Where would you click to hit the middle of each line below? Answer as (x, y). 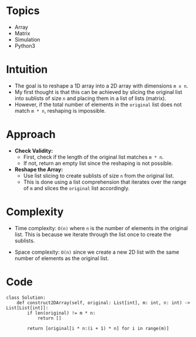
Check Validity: (34, 150)
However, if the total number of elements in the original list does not (98, 105)
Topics (23, 11)
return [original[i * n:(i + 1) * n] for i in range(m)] (98, 328)
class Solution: (26, 298)
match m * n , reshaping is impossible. (60, 110)
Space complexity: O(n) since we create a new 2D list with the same (97, 252)
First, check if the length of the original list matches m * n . (94, 157)
